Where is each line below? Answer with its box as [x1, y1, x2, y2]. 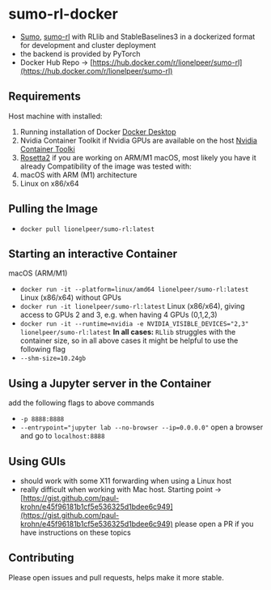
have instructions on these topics [19, 528, 131, 537]
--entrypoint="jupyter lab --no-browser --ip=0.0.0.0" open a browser [19, 422, 264, 432]
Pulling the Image [8, 202, 99, 216]
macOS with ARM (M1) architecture [19, 169, 138, 179]
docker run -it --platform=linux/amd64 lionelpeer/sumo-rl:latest [19, 285, 249, 294]
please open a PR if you [175, 519, 254, 528]
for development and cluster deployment [19, 40, 156, 49]
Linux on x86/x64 [19, 178, 79, 188]
